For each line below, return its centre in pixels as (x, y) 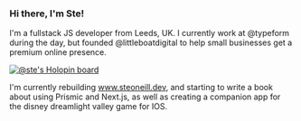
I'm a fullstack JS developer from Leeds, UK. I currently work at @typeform (150, 33)
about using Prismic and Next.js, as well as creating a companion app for (145, 97)
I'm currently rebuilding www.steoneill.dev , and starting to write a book (141, 88)
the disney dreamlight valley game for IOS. (89, 107)
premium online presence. (58, 52)
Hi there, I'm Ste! (47, 14)
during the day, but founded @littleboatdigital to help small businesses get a (151, 42)
